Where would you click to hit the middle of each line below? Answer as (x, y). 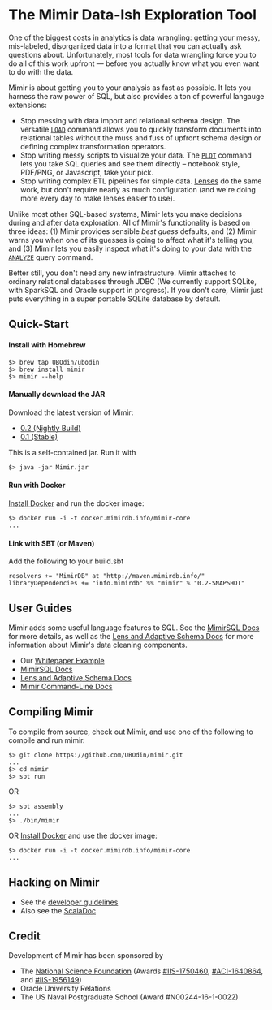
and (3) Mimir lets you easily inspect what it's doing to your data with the (130, 248)
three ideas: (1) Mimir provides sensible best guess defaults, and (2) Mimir (132, 231)
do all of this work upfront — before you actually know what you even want (134, 63)
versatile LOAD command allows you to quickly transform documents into (140, 129)
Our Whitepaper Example (62, 660)
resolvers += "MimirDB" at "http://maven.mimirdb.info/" (107, 576)
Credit (24, 936)
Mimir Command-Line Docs (66, 686)
